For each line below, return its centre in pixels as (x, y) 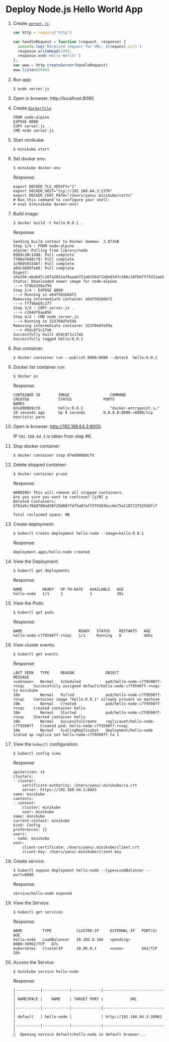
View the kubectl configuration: (46, 744)
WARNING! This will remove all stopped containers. (68, 492)
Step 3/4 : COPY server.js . (44, 308)
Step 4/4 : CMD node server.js (46, 317)
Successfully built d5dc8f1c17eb (48, 334)
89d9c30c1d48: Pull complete (44, 255)
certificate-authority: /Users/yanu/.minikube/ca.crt (80, 785)
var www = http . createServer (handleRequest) (60, 65)
